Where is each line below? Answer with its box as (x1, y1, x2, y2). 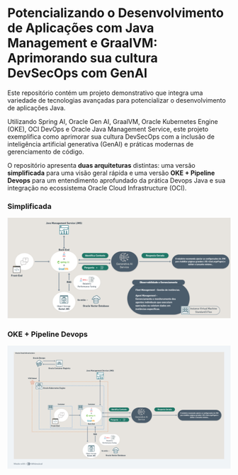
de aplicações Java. (7, 103, 66, 112)
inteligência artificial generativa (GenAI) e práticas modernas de (7, 139, 194, 148)
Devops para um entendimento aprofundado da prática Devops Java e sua (7, 176, 226, 185)
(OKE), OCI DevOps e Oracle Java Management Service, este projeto (7, 125, 209, 133)
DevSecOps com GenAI (7, 65, 147, 81)
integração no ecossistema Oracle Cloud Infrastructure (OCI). (7, 183, 187, 192)
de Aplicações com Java (7, 20, 154, 36)
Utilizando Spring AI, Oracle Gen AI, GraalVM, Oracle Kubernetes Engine (7, 117, 218, 125)
